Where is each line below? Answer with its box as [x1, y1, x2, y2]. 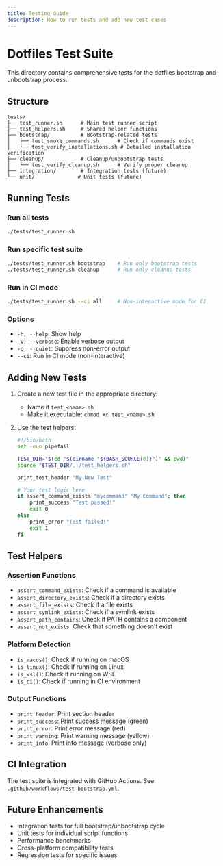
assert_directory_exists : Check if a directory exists [16, 594, 166, 602]
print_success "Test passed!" [29, 499, 116, 507]
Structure [7, 95, 49, 107]
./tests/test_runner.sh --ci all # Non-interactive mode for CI [7, 298, 207, 305]
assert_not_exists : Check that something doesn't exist [16, 622, 173, 631]
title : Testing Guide [7, 10, 69, 17]
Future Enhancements [7, 804, 104, 815]
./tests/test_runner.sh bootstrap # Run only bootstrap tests [7, 260, 197, 267]
